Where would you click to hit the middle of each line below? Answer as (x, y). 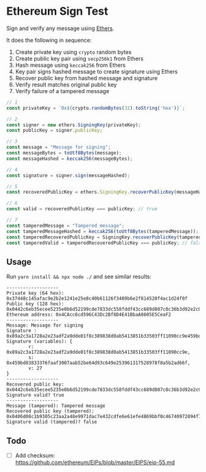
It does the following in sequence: (49, 40)
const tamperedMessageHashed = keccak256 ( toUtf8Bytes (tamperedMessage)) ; (103, 231)
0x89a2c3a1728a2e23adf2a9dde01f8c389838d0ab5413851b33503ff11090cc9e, (98, 352)
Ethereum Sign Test (57, 11)
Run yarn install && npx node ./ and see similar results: (79, 276)
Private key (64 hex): (35, 293)
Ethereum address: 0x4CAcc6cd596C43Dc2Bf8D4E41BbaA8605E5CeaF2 (89, 315)
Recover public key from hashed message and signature (86, 78)
